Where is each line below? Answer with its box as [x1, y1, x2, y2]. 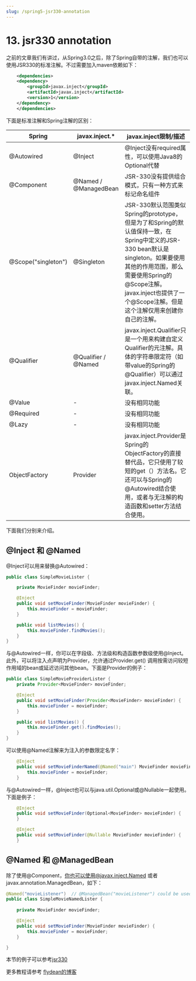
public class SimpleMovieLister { [6, 574, 90, 580]
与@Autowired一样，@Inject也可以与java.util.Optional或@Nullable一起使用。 [6, 786, 190, 793]
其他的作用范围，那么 [124, 262, 184, 270]
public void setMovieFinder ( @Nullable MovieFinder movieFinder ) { [16, 832, 181, 838]
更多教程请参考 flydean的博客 [6, 968, 77, 976]
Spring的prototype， [124, 209, 182, 217]
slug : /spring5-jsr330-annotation [6, 8, 90, 15]
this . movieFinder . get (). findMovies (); [27, 724, 121, 730]
